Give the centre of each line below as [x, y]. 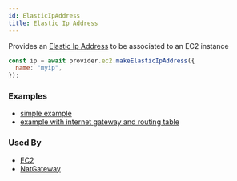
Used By [25, 143]
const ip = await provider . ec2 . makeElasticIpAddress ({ [102, 61]
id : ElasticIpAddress [44, 16]
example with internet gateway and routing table [100, 122]
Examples [28, 96]
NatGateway [40, 168]
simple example [46, 114]
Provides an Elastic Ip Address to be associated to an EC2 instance [119, 46]
